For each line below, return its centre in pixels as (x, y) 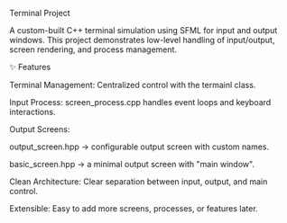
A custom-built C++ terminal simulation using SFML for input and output (143, 30)
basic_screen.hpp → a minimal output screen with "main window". (132, 164)
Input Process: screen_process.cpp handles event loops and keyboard (140, 102)
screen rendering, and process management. (93, 49)
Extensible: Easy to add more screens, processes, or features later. (134, 209)
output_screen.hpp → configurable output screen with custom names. (139, 147)
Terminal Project (40, 13)
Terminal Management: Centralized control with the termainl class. (133, 85)
